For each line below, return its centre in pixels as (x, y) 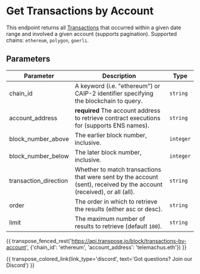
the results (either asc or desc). (118, 209)
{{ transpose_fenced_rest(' (39, 241)
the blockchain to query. (109, 101)
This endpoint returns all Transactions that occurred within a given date (94, 27)
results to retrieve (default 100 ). (118, 226)
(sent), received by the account (118, 184)
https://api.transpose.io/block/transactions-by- (129, 241)
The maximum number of (110, 218)
